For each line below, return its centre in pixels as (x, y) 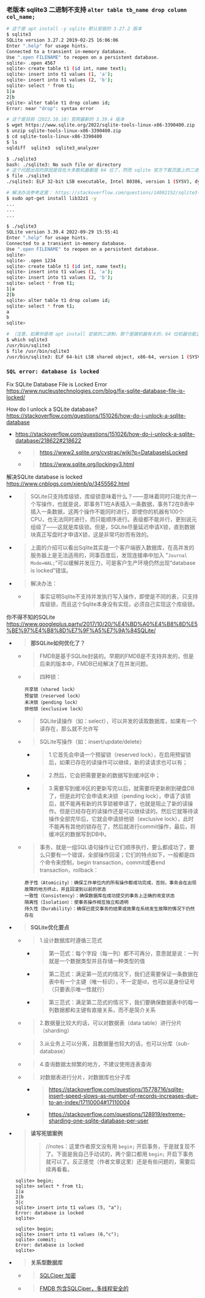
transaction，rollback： (69, 870)
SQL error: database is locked (53, 372)
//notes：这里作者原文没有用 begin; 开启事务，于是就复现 (118, 1146)
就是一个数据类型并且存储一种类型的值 (97, 961)
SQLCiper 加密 (58, 1275)
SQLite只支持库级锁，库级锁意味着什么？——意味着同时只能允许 (111, 496)
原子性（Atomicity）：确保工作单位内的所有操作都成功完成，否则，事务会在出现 (110, 883)
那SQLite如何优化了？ (58, 643)
